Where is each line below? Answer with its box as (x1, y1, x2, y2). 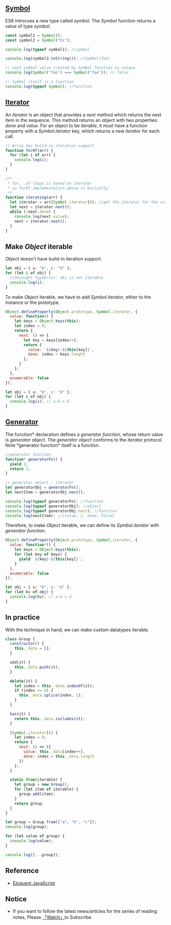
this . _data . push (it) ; (14, 664, 60, 670)
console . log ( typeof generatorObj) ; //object (5, 503, 101, 509)
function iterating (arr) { (5, 195, 63, 200)
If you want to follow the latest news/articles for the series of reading (12, 908, 157, 914)
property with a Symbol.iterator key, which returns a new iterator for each (5, 127, 160, 134)
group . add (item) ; (18, 791, 56, 797)
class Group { (5, 636, 36, 641)
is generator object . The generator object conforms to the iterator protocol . (5, 436, 163, 443)
